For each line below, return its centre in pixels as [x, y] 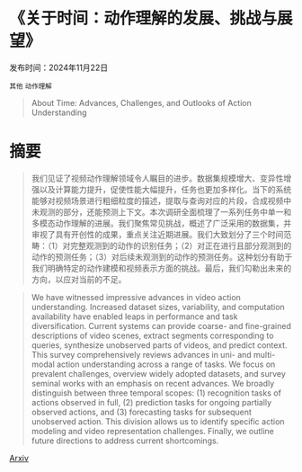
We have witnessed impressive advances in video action [136, 297]
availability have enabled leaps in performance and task [134, 316]
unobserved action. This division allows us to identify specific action [158, 421]
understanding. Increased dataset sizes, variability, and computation [158, 307]
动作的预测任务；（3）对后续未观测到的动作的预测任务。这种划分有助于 [162, 256]
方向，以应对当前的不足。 [79, 279]
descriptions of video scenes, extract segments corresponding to [152, 335]
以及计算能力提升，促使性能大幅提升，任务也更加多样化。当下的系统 [165, 189]
